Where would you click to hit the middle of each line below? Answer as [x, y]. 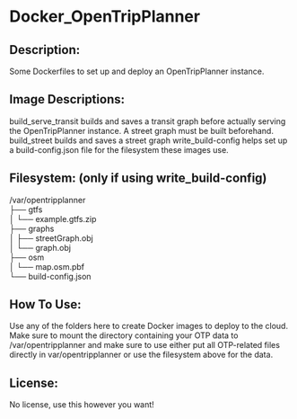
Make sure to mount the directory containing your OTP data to [124, 335]
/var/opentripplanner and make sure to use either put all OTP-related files [145, 345]
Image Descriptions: [67, 99]
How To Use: [45, 304]
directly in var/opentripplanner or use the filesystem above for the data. [141, 355]
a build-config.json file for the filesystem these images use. [119, 149]
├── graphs [32, 228]
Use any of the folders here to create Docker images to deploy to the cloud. [149, 326]
